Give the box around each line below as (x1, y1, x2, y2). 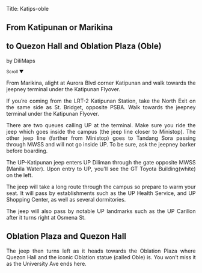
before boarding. (6, 147, 48, 154)
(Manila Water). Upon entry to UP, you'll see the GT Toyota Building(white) (6, 165, 196, 172)
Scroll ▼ (6, 68, 24, 74)
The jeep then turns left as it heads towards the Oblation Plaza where (6, 247, 196, 254)
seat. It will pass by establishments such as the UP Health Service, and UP (6, 189, 196, 197)
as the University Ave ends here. (6, 260, 87, 267)
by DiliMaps (6, 57, 35, 64)
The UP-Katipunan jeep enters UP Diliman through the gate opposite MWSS (6, 158, 196, 166)
